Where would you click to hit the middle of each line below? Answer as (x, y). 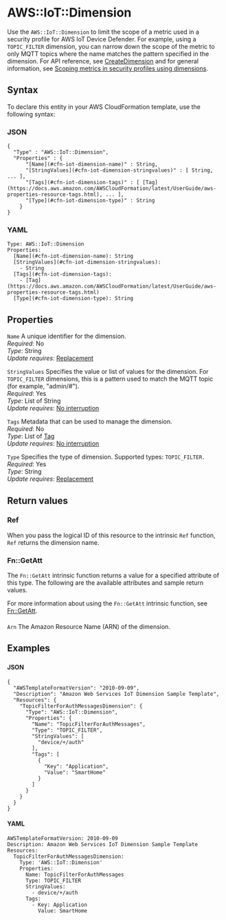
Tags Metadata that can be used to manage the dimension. (90, 421)
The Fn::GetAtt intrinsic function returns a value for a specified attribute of (113, 576)
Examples (29, 649)
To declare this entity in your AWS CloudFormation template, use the (104, 107)
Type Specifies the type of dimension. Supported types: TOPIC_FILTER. (106, 457)
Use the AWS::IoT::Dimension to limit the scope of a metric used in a (103, 32)
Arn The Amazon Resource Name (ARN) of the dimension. (89, 626)
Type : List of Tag (31, 437)
